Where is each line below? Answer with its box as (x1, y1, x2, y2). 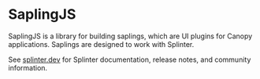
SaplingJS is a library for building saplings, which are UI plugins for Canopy (8, 31, 253, 41)
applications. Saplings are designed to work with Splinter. (8, 39, 195, 48)
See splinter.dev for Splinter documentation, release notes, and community (8, 55, 251, 64)
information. (8, 63, 48, 72)
